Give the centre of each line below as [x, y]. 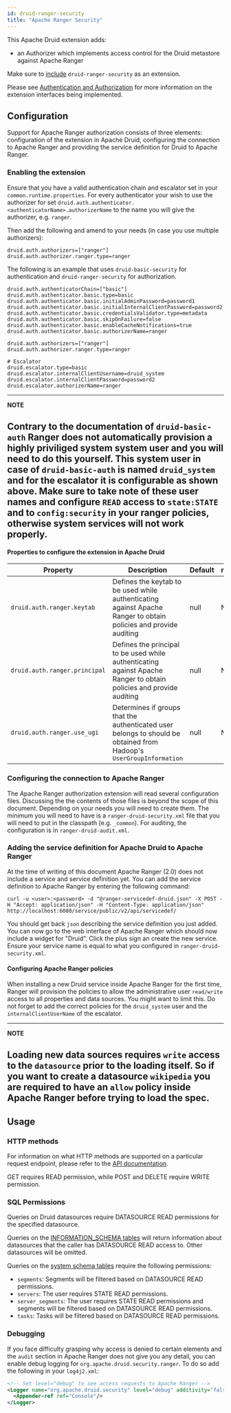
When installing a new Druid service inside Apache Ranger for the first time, [114, 984]
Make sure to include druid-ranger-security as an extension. [94, 74]
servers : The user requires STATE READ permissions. [92, 1294]
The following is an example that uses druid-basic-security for [97, 269]
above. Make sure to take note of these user [103, 491]
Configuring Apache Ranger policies [60, 969]
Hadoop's [128, 751]
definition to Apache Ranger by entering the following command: [99, 886]
